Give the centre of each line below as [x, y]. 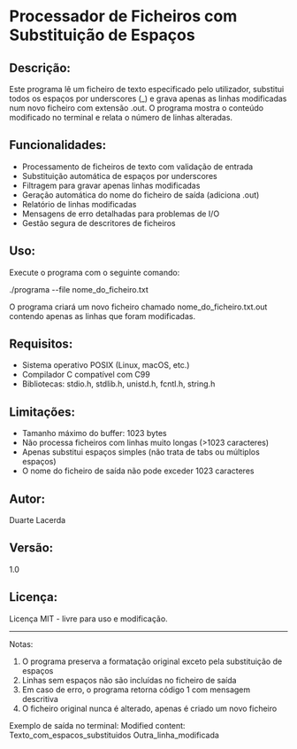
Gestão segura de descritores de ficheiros [99, 222]
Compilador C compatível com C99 [86, 375]
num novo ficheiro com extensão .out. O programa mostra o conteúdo [136, 108]
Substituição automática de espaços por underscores [120, 176]
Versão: [31, 548]
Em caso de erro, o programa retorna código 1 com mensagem [136, 690]
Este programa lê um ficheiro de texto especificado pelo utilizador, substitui [147, 89]
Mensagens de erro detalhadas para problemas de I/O [121, 214]
